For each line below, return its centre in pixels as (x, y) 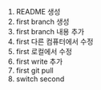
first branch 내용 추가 (50, 31)
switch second (40, 79)
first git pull (34, 70)
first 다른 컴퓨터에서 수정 (55, 41)
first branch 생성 (42, 22)
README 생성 (38, 12)
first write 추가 (39, 61)
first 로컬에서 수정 (44, 51)
